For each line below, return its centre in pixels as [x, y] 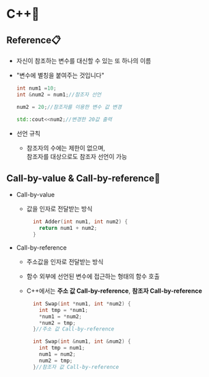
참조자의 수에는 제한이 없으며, [66, 148]
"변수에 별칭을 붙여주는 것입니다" [60, 75]
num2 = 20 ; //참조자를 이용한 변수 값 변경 [69, 107]
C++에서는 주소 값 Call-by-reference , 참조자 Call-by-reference [114, 291]
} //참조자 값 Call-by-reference [76, 367]
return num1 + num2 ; [68, 229]
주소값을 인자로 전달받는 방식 [65, 261]
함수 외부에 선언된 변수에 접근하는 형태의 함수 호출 [93, 276]
